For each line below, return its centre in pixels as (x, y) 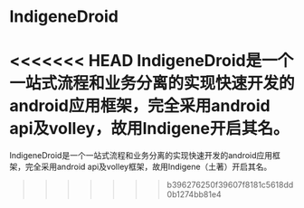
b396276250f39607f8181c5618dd (230, 185)
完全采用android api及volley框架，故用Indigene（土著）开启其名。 (148, 167)
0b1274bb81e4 (194, 194)
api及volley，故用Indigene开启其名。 (149, 129)
